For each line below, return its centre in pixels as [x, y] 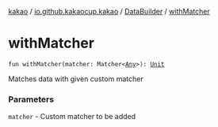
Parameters [31, 99]
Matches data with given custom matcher [76, 79]
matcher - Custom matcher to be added [72, 117]
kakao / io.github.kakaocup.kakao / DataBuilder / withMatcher [109, 11]
